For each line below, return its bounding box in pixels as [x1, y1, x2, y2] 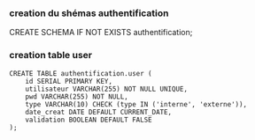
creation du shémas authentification [9, 7, 169, 19]
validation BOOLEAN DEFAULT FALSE [25, 115, 152, 124]
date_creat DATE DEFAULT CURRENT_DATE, [25, 107, 173, 116]
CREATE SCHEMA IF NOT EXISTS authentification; [9, 27, 193, 38]
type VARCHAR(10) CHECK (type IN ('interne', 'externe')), [25, 99, 248, 108]
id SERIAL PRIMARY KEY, [25, 77, 113, 85]
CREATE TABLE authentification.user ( [9, 69, 152, 77]
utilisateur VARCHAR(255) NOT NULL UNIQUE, [25, 85, 189, 93]
